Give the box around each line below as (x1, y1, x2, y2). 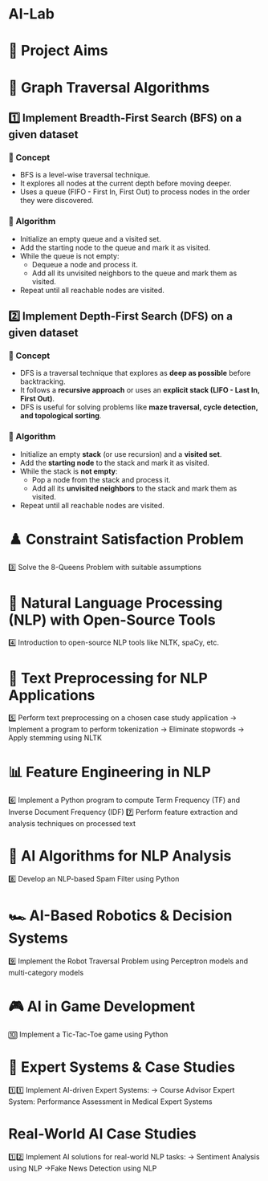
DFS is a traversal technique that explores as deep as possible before (19, 369, 251, 378)
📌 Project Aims (8, 42, 108, 60)
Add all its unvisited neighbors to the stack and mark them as (31, 483, 238, 493)
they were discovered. (19, 196, 94, 206)
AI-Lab (8, 5, 55, 23)
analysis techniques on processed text (8, 819, 136, 829)
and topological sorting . (19, 411, 102, 421)
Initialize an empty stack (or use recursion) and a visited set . (19, 449, 222, 458)
